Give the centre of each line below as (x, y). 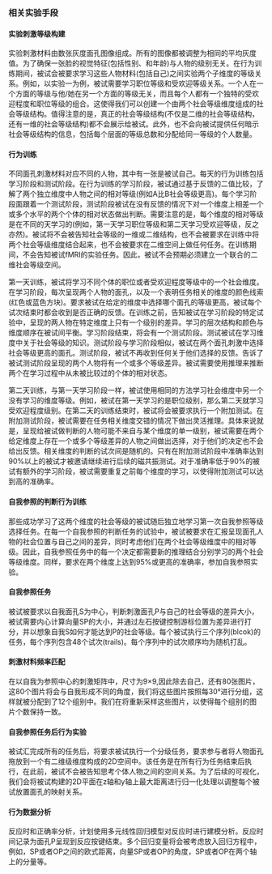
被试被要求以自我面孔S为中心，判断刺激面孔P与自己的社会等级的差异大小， (134, 611)
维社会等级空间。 (37, 265)
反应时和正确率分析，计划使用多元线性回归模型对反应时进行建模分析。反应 (132, 831)
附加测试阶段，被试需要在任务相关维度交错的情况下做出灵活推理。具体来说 (132, 421)
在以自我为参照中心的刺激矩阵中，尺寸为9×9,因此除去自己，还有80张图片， (134, 681)
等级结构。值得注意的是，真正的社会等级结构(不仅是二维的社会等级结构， (137, 114)
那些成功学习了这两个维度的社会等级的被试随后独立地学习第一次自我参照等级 (136, 521)
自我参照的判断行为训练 (47, 501)
